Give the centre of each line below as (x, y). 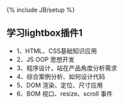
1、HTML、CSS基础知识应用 (56, 51)
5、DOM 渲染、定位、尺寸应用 (60, 85)
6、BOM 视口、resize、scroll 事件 (64, 93)
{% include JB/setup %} (41, 10)
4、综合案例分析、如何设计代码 (61, 76)
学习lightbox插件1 (45, 33)
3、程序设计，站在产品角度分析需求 (67, 68)
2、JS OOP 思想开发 (45, 59)
